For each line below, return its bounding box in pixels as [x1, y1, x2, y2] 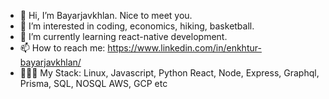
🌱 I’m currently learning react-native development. [19, 31, 228, 42]
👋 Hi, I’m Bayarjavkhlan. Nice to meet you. [19, 10, 193, 21]
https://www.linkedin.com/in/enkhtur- [107, 42, 262, 54]
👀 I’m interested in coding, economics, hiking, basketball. [19, 20, 255, 32]
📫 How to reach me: [19, 42, 106, 54]
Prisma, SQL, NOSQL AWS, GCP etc [19, 78, 168, 89]
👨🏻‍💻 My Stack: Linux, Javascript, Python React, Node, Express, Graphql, [19, 67, 320, 79]
